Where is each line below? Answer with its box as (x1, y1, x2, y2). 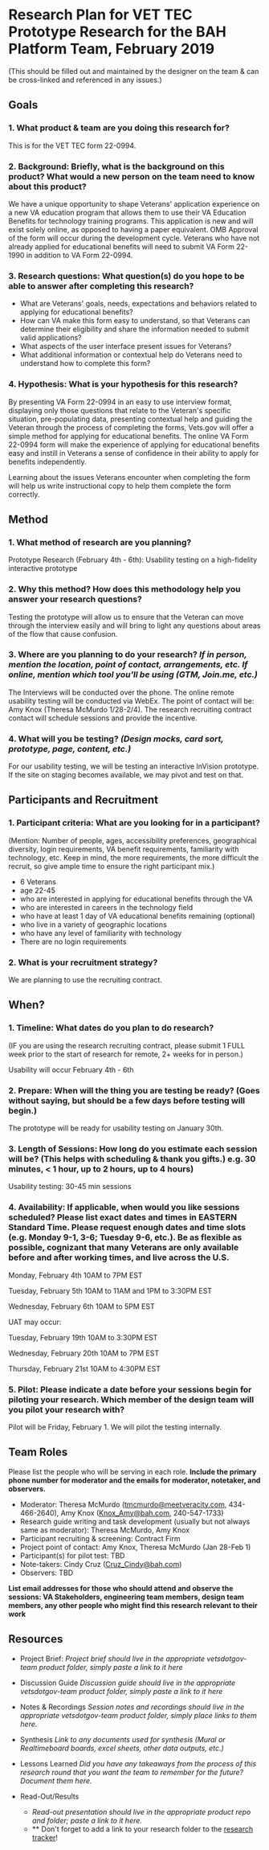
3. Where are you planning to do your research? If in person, (8, 649, 247, 660)
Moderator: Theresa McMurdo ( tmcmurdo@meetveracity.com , (19, 1499, 227, 1509)
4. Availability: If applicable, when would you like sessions (8, 1202, 240, 1213)
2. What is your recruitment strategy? (8, 957, 158, 968)
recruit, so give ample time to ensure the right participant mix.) (8, 861, 215, 871)
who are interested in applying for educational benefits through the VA (19, 894, 253, 904)
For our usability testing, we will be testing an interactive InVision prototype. (8, 761, 259, 771)
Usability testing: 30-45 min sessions (8, 1182, 132, 1192)
